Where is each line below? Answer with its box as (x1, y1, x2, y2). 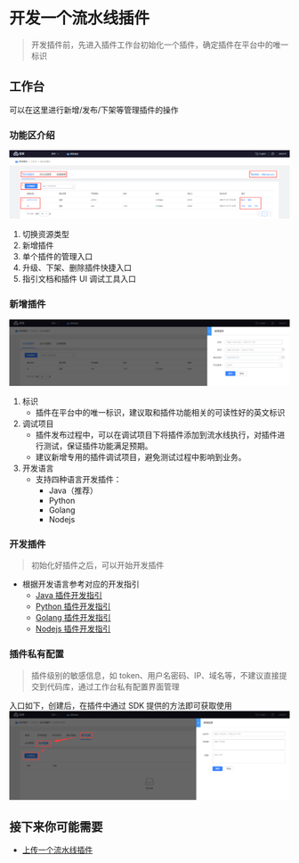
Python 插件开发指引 (35, 601, 111, 612)
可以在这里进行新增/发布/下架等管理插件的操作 (9, 104, 180, 115)
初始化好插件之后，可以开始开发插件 (30, 560, 165, 571)
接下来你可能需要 (9, 819, 103, 834)
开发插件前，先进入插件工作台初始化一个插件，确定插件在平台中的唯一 (30, 39, 289, 50)
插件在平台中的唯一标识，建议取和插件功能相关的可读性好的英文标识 (35, 407, 286, 417)
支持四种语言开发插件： (35, 473, 122, 484)
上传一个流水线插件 (21, 844, 93, 856)
